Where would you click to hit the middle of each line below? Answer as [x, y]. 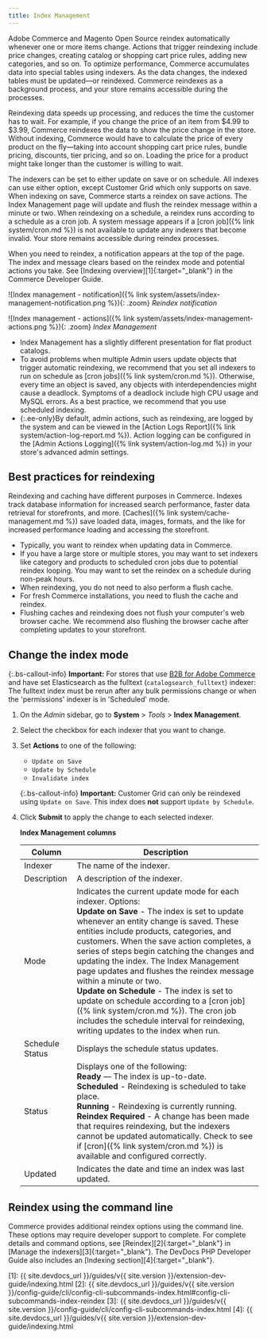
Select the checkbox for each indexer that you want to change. [123, 730]
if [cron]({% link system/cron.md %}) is [150, 1146]
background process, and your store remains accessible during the [118, 89]
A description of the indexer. [130, 878]
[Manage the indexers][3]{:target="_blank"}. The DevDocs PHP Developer [130, 1252]
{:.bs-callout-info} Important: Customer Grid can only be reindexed [130, 793]
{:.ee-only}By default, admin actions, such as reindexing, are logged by [136, 418]
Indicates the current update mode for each [158, 892]
